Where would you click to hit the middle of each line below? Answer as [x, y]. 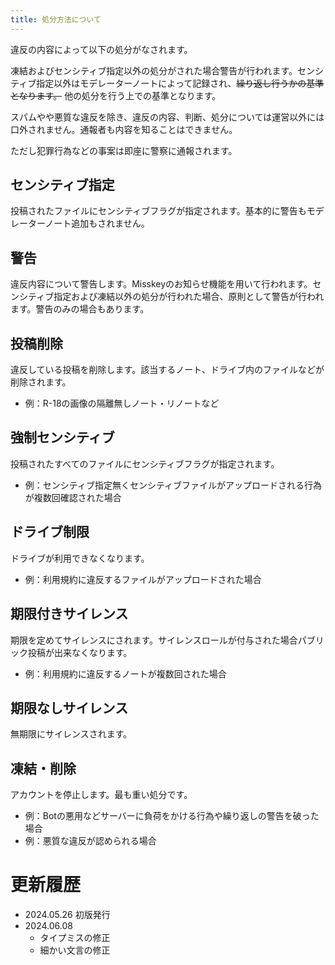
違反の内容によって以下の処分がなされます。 [101, 49]
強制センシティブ [62, 437]
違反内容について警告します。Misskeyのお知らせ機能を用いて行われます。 [161, 284]
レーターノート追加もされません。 [80, 223]
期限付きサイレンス [69, 614]
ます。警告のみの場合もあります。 [80, 309]
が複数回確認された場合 [73, 497]
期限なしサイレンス [69, 707]
